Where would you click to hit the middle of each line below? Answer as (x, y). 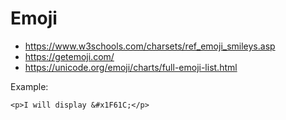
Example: (29, 86)
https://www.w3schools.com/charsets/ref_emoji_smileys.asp (150, 46)
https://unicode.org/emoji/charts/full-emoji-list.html (131, 67)
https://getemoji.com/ (69, 56)
